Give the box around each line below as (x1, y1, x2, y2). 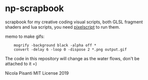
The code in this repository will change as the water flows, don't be (5, 55, 140, 61)
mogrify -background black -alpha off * (14, 43, 97, 48)
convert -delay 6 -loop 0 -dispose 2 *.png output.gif (14, 47, 127, 52)
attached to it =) (5, 61, 37, 66)
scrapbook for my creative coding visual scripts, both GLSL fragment (5, 19, 143, 25)
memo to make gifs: (5, 33, 45, 39)
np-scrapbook (5, 3, 64, 14)
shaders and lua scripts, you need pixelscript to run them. (5, 24, 120, 30)
